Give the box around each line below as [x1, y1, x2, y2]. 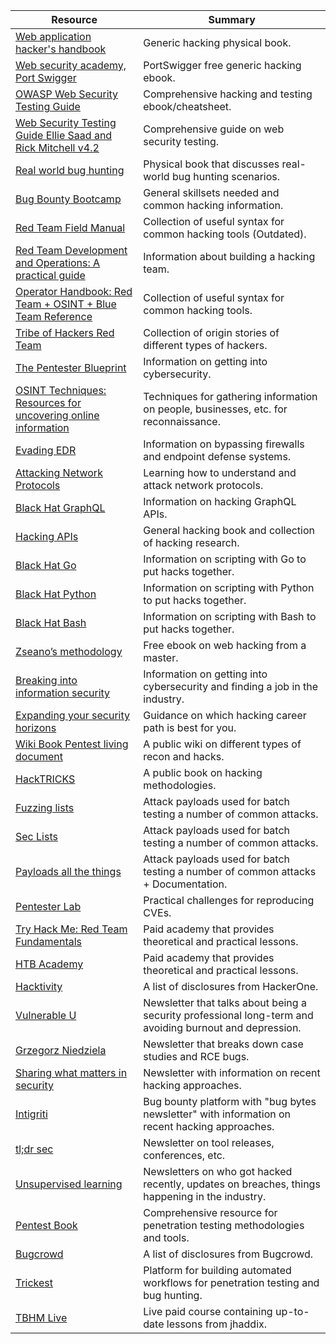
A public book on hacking [143, 766, 263, 779]
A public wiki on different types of [143, 737, 302, 751]
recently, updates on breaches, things [143, 1177, 321, 1191]
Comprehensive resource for [143, 1206, 278, 1219]
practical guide [15, 269, 86, 282]
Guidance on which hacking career [143, 709, 307, 722]
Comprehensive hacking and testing [143, 87, 313, 101]
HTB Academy [15, 957, 84, 971]
